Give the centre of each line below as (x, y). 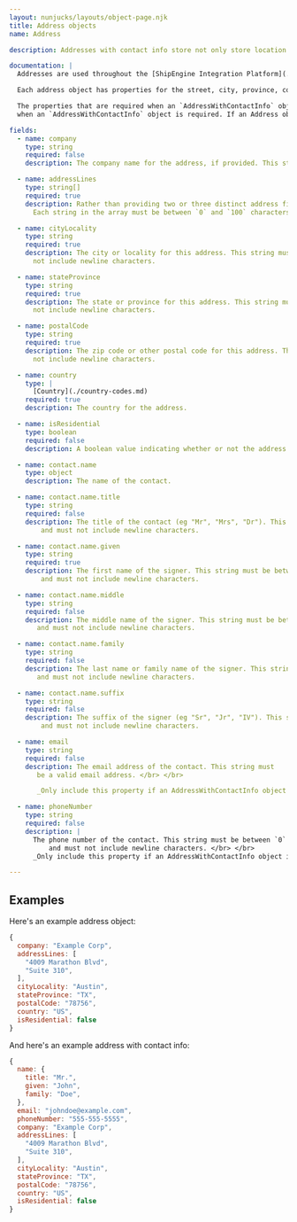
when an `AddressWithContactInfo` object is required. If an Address (148, 114)
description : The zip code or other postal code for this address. (152, 351)
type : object (49, 473)
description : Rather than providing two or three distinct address (152, 204)
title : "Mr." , (51, 1078)
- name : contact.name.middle (71, 595)
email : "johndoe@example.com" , (75, 1110)
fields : (23, 130)
